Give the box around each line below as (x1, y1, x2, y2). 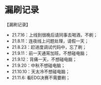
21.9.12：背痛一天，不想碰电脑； (11, 56, 77, 62)
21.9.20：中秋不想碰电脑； (11, 62, 66, 68)
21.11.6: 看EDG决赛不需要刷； (11, 74, 71, 81)
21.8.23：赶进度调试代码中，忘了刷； (11, 44, 87, 50)
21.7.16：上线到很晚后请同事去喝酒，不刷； (11, 32, 98, 38)
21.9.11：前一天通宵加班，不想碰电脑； (11, 50, 89, 56)
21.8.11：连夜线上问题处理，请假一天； (11, 38, 89, 44)
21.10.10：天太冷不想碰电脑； (11, 68, 70, 74)
